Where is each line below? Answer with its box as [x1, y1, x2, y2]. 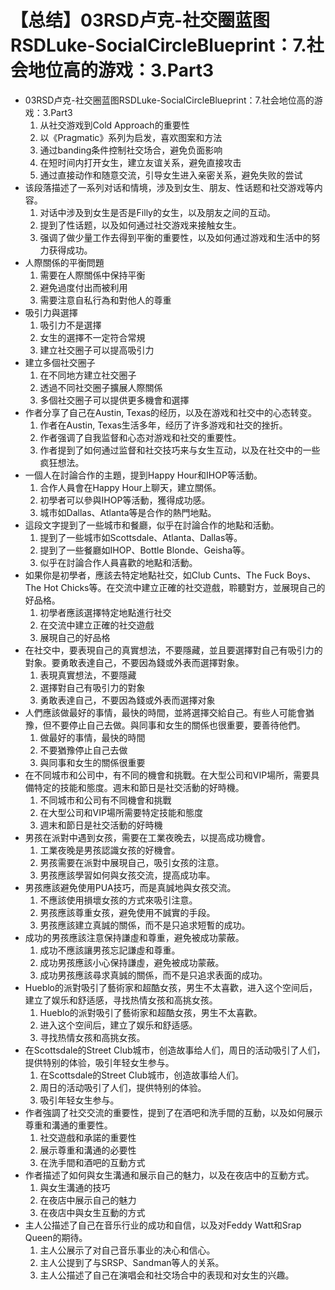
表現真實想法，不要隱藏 [39, 669, 137, 681]
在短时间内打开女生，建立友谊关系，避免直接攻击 [39, 156, 242, 168]
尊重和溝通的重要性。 [24, 1119, 113, 1131]
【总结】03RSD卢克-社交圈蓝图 [10, 9, 270, 32]
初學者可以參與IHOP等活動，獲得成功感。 [39, 494, 211, 506]
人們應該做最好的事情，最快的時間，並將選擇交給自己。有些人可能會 [24, 706, 306, 718]
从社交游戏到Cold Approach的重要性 [39, 119, 190, 131]
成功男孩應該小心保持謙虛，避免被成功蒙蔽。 [39, 956, 225, 968]
